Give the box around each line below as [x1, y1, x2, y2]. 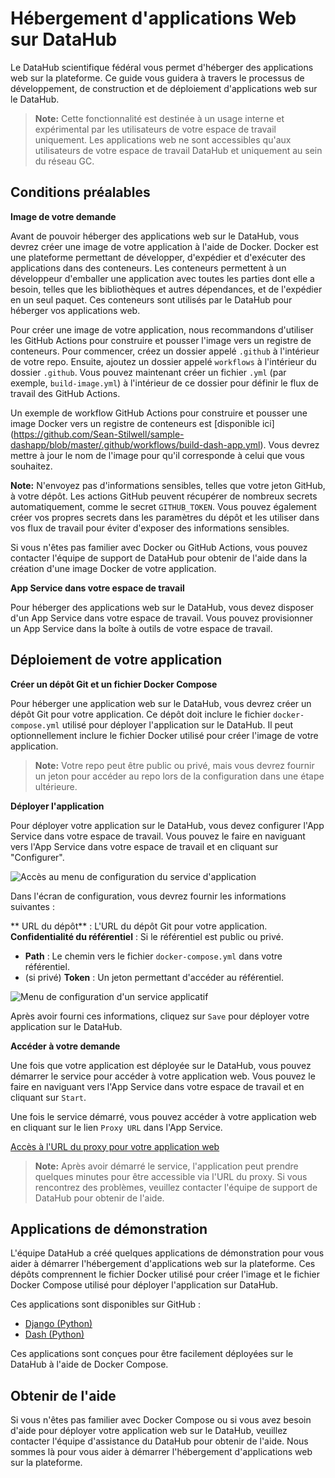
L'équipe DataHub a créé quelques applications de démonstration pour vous [10, 1247, 325, 1259]
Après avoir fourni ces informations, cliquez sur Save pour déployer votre [10, 1010, 310, 1022]
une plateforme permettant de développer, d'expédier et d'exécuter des [10, 251, 306, 263]
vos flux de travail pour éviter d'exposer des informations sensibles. [10, 522, 290, 534]
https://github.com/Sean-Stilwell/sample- [13, 428, 185, 440]
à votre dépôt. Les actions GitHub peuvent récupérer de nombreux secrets [10, 490, 318, 502]
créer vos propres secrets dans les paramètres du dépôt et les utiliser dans [10, 511, 320, 523]
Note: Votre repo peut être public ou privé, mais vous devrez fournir [34, 759, 315, 771]
